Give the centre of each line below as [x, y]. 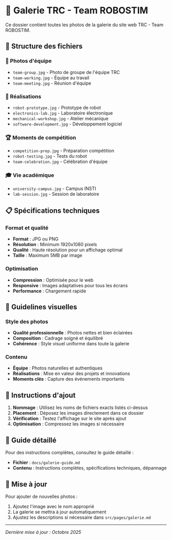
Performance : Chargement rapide [49, 291]
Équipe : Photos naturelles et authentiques [58, 368]
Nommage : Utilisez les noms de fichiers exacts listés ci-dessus [80, 407]
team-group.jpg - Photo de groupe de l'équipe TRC [66, 72]
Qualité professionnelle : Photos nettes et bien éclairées [73, 333]
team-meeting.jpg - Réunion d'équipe [52, 83]
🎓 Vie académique [30, 175]
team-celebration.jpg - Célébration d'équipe [60, 162]
